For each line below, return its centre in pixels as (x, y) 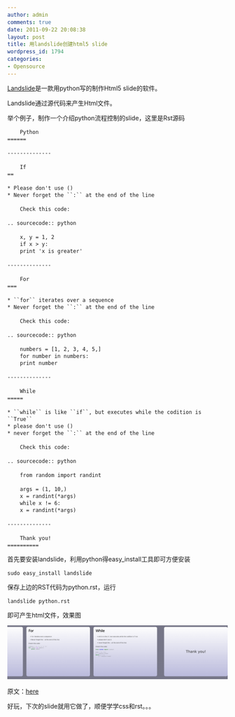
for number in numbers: (55, 356)
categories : (24, 60)
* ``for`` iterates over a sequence (60, 300)
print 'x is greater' (51, 251)
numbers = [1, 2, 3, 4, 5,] (60, 349)
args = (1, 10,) (44, 489)
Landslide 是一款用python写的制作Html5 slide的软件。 (84, 88)
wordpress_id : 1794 (36, 52)
